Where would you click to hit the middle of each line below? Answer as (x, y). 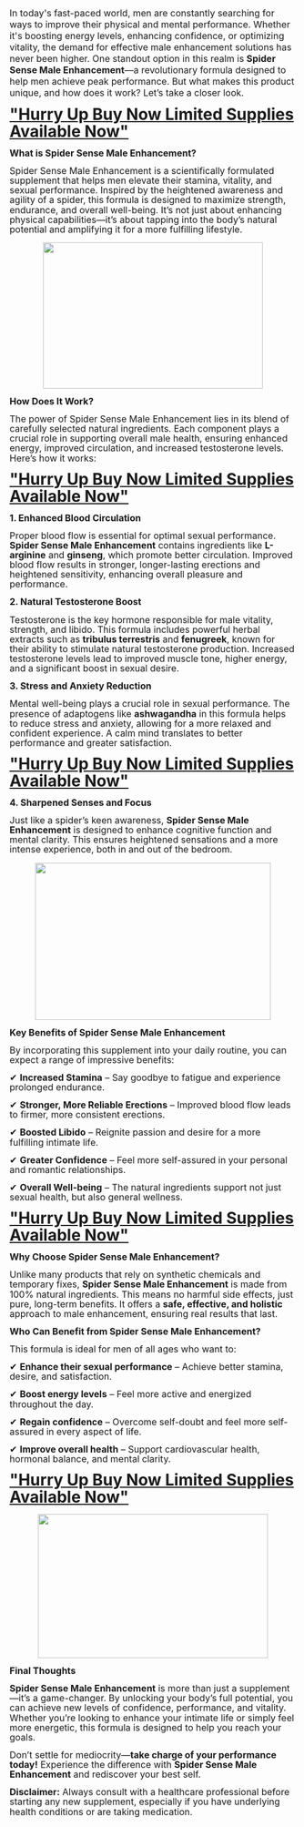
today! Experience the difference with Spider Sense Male (133, 1765)
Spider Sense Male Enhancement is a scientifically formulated (142, 171)
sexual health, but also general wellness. (96, 1198)
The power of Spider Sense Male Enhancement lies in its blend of (149, 419)
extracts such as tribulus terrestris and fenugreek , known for (142, 638)
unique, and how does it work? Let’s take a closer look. (127, 92)
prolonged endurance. (57, 1087)
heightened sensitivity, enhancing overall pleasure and (126, 575)
